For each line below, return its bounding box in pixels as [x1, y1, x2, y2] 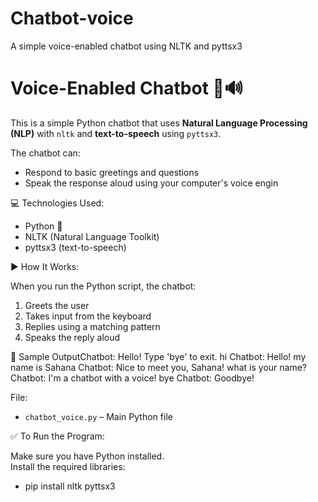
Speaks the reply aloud [24, 331, 121, 343]
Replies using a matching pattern [24, 320, 161, 332]
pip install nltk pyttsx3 [24, 480, 116, 492]
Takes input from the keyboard [24, 310, 152, 322]
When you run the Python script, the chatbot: [10, 280, 197, 292]
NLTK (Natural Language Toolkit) [24, 230, 160, 242]
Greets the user [24, 299, 90, 311]
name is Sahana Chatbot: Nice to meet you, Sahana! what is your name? [10, 361, 307, 373]
